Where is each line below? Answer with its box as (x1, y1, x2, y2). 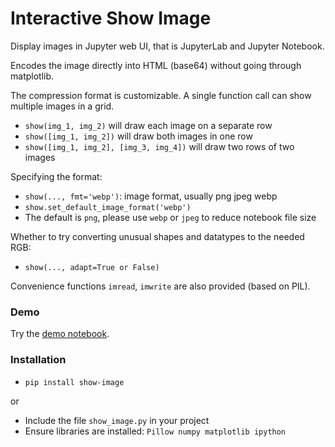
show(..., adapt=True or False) (24, 262, 160, 272)
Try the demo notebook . (10, 328, 110, 340)
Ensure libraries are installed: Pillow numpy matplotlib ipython (24, 425, 287, 437)
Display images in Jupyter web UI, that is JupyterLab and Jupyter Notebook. (10, 40, 325, 52)
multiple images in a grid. (10, 100, 115, 112)
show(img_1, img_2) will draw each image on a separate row (24, 119, 273, 131)
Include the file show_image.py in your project (24, 414, 210, 426)
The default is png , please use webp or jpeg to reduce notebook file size (24, 211, 317, 223)
